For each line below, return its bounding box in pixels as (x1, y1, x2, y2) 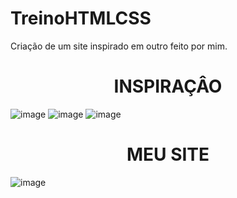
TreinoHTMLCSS (10, 7, 152, 30)
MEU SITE (126, 143, 210, 166)
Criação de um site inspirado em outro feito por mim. (10, 40, 228, 52)
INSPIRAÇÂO (113, 75, 223, 98)
